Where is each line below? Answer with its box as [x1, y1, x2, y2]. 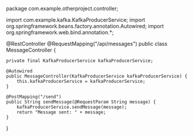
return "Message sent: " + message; [16, 109, 107, 115]
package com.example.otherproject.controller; [6, 5, 118, 12]
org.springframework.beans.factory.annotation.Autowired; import [6, 23, 164, 29]
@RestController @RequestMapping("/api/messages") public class [6, 41, 168, 47]
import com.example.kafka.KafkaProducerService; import [6, 16, 145, 23]
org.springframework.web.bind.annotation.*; [6, 29, 114, 36]
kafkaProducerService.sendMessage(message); [16, 104, 127, 110]
